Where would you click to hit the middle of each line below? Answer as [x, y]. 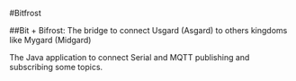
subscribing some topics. [56, 67]
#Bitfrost [26, 13]
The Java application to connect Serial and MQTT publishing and [130, 57]
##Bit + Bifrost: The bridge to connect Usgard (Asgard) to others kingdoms [148, 30]
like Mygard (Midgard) [50, 40]
